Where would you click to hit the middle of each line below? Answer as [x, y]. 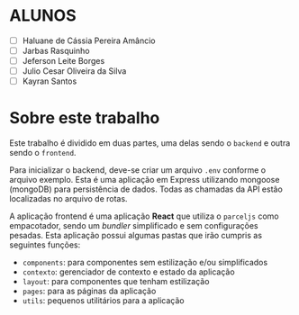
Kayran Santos [50, 81]
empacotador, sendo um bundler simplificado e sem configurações [134, 226]
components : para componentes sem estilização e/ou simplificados [145, 263]
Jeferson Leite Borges [63, 61]
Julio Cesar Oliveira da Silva [74, 71]
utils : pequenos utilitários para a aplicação [103, 301]
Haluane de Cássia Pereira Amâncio [89, 40]
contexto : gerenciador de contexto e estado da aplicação [129, 272]
